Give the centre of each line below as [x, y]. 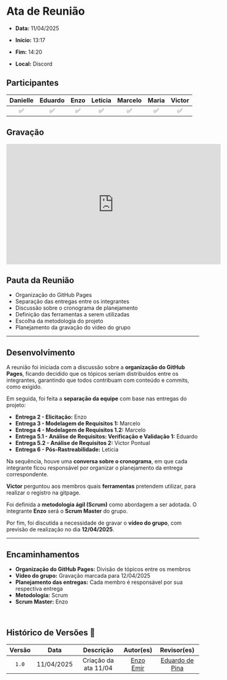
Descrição [98, 650]
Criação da [98, 660]
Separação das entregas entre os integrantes [72, 302]
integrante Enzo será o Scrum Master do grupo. [67, 511]
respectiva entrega [39, 588]
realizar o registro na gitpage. [43, 493]
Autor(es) [138, 650]
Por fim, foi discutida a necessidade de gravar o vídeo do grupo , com [94, 523]
